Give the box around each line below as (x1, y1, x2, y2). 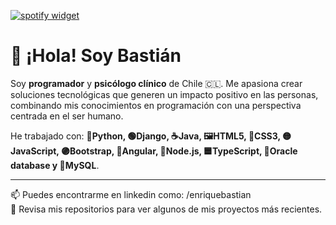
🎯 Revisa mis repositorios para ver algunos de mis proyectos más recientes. (10, 203, 323, 215)
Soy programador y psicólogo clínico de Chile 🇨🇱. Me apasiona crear (10, 77, 303, 89)
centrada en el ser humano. (10, 110, 124, 122)
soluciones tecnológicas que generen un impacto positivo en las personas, (10, 88, 319, 100)
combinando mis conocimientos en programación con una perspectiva (10, 99, 302, 111)
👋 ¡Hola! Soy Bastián (10, 45, 182, 67)
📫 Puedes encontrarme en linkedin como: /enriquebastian (10, 188, 252, 200)
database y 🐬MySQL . (10, 159, 100, 171)
